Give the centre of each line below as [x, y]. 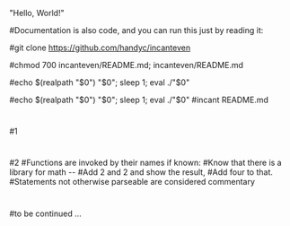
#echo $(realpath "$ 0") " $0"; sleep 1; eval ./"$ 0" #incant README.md [139, 100]
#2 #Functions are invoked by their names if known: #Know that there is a [145, 163]
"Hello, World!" [37, 13]
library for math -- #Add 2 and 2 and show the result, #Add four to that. [141, 172]
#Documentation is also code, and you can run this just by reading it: [136, 30]
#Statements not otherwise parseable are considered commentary [132, 182]
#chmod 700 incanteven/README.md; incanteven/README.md [127, 65]
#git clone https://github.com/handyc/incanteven [100, 48]
